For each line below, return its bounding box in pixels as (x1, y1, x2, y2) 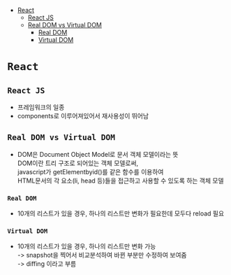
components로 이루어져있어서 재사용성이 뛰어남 (17, 112, 149, 120)
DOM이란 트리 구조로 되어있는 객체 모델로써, (17, 159, 138, 167)
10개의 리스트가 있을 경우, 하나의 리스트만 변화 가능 (17, 242, 156, 251)
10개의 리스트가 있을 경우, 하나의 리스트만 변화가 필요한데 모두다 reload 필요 (17, 209, 225, 218)
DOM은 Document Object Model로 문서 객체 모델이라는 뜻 (17, 150, 179, 158)
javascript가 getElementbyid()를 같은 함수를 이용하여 (17, 167, 164, 176)
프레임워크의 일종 (17, 103, 65, 111)
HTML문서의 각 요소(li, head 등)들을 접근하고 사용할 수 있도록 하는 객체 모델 (17, 176, 225, 185)
